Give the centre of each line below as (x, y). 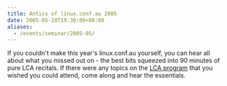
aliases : (20, 27)
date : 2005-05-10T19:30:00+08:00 (56, 20)
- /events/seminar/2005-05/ (54, 33)
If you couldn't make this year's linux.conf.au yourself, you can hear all (109, 53)
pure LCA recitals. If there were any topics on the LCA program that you (110, 68)
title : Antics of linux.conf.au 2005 (62, 14)
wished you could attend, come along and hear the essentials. (97, 76)
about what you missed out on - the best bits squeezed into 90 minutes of (113, 61)
